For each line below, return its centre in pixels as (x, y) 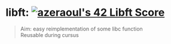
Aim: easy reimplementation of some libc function (81, 29)
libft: (17, 13)
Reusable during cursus (49, 35)
